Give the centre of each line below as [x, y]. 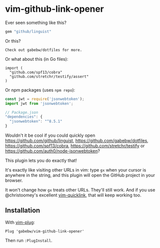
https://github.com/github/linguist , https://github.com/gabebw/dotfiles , [77, 141]
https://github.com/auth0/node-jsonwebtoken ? [53, 151]
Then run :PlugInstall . [29, 240]
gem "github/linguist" [28, 31]
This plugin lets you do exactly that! [41, 161]
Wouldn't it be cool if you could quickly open [50, 135]
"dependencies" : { [24, 117]
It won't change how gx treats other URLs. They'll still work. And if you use [80, 190]
